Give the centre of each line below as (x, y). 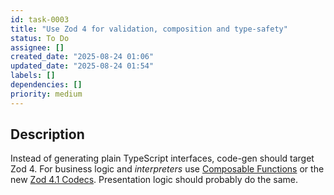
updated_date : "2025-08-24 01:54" (82, 66)
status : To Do (40, 38)
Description (47, 134)
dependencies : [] (46, 85)
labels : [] (33, 76)
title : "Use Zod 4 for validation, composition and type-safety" (149, 29)
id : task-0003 (40, 19)
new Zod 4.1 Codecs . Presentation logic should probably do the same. (154, 180)
